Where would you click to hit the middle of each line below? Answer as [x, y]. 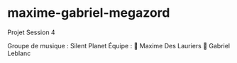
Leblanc [19, 53]
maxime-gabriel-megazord [89, 13]
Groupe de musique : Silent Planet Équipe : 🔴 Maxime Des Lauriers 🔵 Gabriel [119, 45]
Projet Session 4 [31, 32]
